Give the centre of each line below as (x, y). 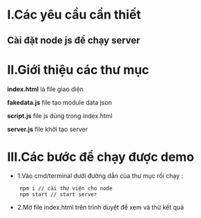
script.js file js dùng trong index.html (60, 116)
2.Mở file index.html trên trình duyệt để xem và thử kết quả (100, 208)
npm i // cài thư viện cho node (66, 189)
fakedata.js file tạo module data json (60, 102)
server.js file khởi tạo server (48, 129)
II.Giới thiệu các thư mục (78, 70)
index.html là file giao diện (46, 89)
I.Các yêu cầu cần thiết (74, 15)
